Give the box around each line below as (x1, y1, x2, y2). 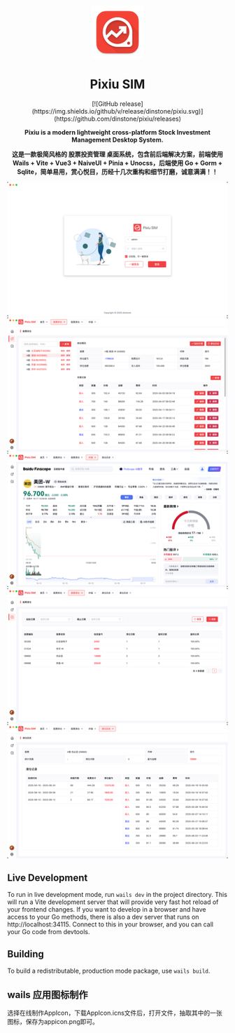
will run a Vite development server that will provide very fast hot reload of (7, 898, 219, 906)
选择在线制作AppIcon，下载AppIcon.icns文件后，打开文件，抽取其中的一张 (7, 1008, 222, 1018)
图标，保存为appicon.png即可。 (7, 1018, 99, 1026)
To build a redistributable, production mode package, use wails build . (7, 966, 211, 975)
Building (7, 948, 44, 960)
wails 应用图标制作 (7, 989, 89, 1001)
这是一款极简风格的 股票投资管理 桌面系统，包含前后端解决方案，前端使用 (11, 149, 224, 158)
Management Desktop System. (71, 135, 164, 144)
